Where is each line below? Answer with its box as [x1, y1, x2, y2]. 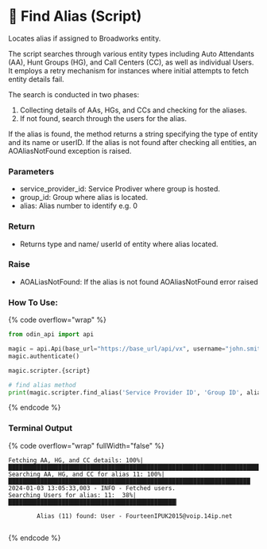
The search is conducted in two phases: [8, 89, 140, 99]
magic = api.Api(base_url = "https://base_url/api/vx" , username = [8, 345, 226, 353]
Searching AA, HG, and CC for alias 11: [8, 470, 145, 478]
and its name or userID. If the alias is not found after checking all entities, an [8, 137, 257, 147]
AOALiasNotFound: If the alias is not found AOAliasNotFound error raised [19, 276, 258, 286]
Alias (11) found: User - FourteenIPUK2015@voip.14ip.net [37, 512, 233, 520]
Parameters [8, 166, 54, 177]
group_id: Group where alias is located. [19, 193, 149, 202]
